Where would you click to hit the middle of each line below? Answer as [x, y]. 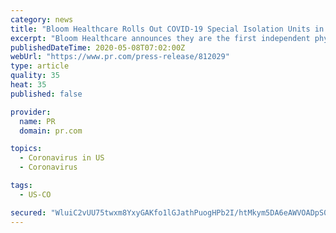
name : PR [37, 121]
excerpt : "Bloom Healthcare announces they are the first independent [160, 38]
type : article [40, 66]
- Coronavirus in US [62, 158]
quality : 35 [35, 76]
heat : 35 [28, 85]
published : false [46, 94]
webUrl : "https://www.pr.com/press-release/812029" [120, 57]
